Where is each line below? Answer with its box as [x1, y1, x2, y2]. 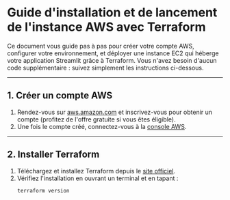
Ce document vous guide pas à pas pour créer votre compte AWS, [7, 42, 195, 50]
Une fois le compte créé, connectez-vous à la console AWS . [16, 122, 187, 130]
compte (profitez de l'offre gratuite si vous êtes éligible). [16, 115, 176, 124]
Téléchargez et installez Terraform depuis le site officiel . [16, 167, 176, 175]
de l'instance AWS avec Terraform [7, 19, 207, 35]
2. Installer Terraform [7, 149, 100, 160]
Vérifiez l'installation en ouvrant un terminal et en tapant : [16, 174, 179, 182]
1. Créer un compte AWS [7, 90, 113, 102]
